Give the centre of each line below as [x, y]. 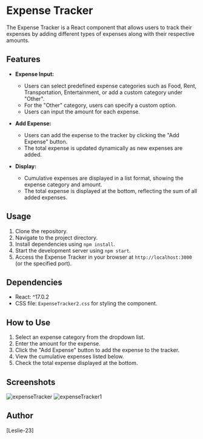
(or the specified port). [43, 263]
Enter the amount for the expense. [58, 344]
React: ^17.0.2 [32, 297]
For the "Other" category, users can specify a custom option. [100, 105]
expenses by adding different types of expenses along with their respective [101, 33]
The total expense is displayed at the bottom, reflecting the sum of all [111, 191]
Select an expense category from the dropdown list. [80, 337]
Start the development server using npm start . [73, 250]
